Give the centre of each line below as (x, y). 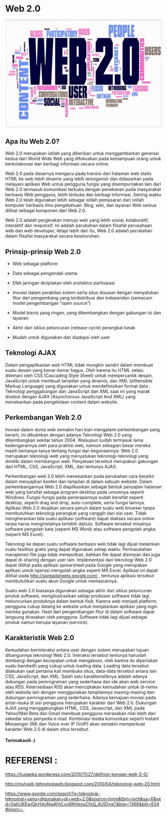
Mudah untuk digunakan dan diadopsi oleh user (61, 337)
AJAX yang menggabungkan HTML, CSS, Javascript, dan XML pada (75, 708)
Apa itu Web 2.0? (32, 141)
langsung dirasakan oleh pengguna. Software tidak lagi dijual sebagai (76, 617)
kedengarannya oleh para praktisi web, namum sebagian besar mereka (78, 445)
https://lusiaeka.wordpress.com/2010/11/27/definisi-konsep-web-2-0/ (77, 774)
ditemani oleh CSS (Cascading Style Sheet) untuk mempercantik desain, (79, 375)
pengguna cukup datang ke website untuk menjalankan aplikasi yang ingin (81, 606)
